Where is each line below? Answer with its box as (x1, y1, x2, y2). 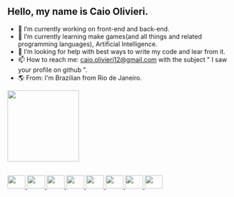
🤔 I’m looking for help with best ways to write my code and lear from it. (17, 47, 226, 55)
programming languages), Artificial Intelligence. (17, 39, 158, 48)
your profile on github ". (17, 65, 88, 74)
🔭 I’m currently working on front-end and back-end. (17, 24, 170, 33)
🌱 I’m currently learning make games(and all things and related (17, 32, 202, 41)
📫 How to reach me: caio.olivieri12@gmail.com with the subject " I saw (17, 55, 228, 63)
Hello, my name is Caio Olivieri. (7, 6, 148, 18)
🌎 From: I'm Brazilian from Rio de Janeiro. (17, 73, 143, 82)
